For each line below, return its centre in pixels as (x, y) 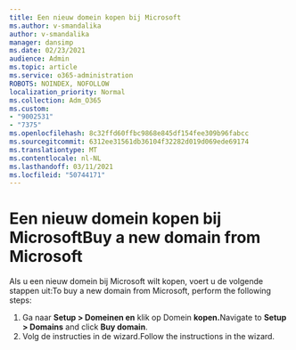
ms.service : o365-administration (71, 76)
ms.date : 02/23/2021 (48, 51)
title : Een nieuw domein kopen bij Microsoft (95, 17)
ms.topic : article (43, 68)
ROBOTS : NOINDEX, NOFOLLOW (59, 84)
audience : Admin (39, 59)
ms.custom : (29, 109)
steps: (21, 300)
